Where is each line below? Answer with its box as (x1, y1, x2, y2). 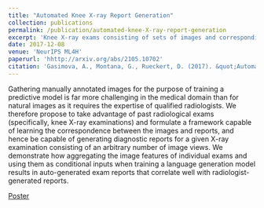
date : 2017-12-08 (8, 41, 65, 49)
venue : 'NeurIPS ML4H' (8, 48, 82, 56)
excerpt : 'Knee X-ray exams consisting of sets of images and (8, 33, 216, 42)
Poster (8, 191, 30, 200)
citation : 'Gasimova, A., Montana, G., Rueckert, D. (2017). (8, 63, 213, 71)
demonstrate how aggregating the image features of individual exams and (8, 151, 247, 160)
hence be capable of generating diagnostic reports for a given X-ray (8, 134, 229, 144)
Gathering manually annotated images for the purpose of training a (8, 84, 225, 93)
